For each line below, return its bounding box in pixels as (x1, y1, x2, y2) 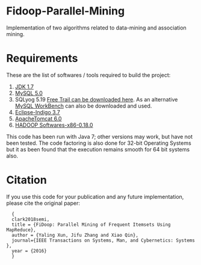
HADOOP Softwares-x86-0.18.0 (14, 121, 93, 129)
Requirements (6, 52, 78, 65)
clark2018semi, (11, 216, 50, 222)
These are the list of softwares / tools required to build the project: (6, 71, 171, 79)
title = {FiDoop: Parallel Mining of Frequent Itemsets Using (11, 221, 171, 228)
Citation (6, 173, 47, 187)
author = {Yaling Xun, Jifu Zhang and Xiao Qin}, (11, 232, 138, 238)
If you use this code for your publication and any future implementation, (6, 193, 184, 200)
